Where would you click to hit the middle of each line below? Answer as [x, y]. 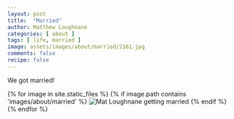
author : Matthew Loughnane [47, 27]
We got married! [31, 80]
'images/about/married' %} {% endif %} [117, 101]
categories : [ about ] [41, 34]
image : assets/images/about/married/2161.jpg [76, 47]
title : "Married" [35, 21]
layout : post [27, 14]
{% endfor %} [28, 109]
